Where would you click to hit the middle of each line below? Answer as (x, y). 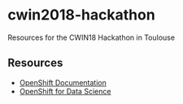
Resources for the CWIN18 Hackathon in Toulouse (91, 37)
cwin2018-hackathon (81, 15)
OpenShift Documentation (63, 82)
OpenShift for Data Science (65, 91)
